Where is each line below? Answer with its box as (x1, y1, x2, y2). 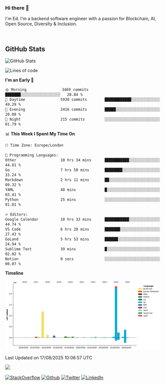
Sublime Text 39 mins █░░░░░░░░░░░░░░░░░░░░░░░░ (5, 247, 161, 252)
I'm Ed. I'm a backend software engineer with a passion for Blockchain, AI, (5, 16, 157, 22)
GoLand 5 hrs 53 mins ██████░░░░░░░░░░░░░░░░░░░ (5, 237, 161, 242)
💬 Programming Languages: (5, 153, 58, 158)
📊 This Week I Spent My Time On (5, 131, 75, 137)
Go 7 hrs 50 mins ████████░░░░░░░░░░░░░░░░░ (5, 168, 161, 172)
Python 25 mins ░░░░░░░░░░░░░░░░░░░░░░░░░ (5, 197, 161, 202)
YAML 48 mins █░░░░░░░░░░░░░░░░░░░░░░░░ (5, 187, 161, 192)
